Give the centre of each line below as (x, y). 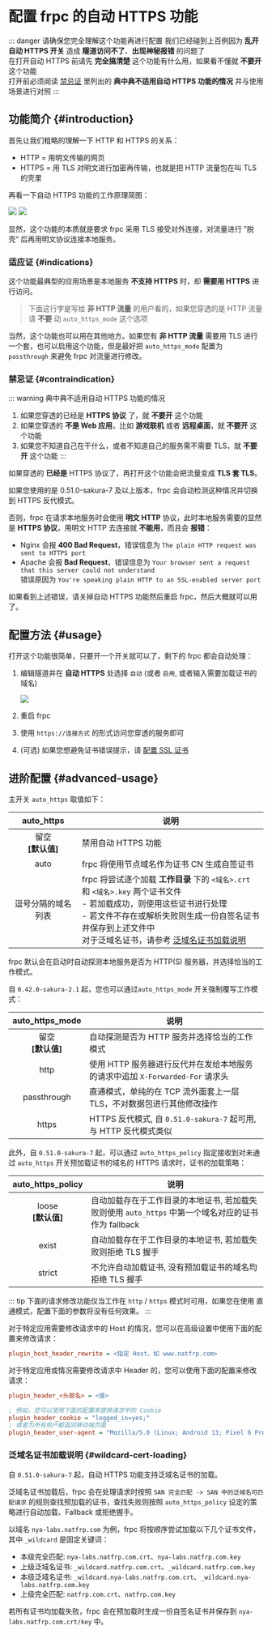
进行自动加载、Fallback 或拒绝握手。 (76, 1512)
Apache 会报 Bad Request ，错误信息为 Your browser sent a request (135, 562)
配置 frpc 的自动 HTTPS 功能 (103, 17)
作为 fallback (115, 1224)
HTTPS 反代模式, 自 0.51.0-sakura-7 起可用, (172, 1119)
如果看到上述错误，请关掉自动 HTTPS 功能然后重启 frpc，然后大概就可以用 (133, 597)
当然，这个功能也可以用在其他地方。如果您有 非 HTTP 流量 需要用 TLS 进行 (133, 336)
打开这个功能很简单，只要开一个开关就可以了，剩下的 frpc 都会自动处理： (131, 656)
